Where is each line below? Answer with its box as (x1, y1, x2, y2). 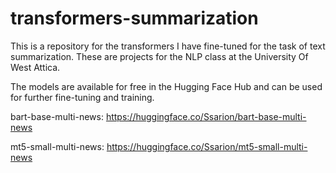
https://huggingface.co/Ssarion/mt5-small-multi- (106, 140, 308, 152)
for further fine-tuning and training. (10, 91, 155, 103)
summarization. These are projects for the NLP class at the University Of (10, 50, 309, 62)
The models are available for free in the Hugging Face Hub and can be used (10, 80, 323, 92)
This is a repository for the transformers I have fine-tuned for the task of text (10, 40, 326, 52)
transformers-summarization (10, 7, 259, 30)
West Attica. (10, 61, 61, 73)
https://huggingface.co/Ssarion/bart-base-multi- (105, 110, 307, 122)
